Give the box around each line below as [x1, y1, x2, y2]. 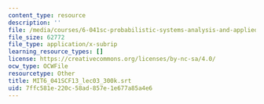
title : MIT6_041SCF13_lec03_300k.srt [8, 77, 132, 84]
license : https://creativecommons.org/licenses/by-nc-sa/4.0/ [8, 56, 216, 63]
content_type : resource [8, 11, 86, 20]
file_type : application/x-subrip [8, 41, 118, 48]
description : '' [8, 19, 61, 27]
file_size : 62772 [8, 33, 65, 41]
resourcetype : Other [8, 70, 76, 77]
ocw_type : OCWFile [8, 63, 68, 70]
